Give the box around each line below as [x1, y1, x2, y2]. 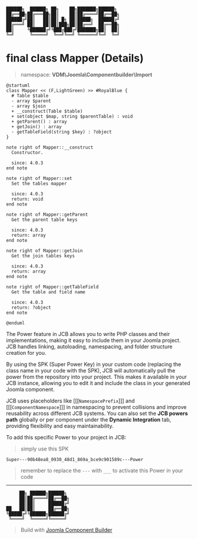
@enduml [6, 320, 25, 326]
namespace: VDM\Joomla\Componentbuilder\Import [20, 71, 153, 78]
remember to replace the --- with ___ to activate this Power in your [20, 467, 184, 474]
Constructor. [11, 149, 44, 155]
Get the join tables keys [11, 253, 75, 259]
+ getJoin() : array [11, 123, 62, 130]
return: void [11, 196, 44, 202]
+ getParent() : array [11, 119, 67, 125]
